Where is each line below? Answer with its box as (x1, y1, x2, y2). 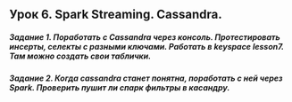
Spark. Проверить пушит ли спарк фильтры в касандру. (9, 82, 230, 93)
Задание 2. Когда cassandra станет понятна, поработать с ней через (9, 73, 283, 83)
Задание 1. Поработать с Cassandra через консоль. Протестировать (9, 31, 281, 43)
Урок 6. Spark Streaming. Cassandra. (9, 7, 223, 22)
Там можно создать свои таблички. (9, 51, 152, 61)
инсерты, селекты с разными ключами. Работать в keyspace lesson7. (9, 41, 284, 51)
